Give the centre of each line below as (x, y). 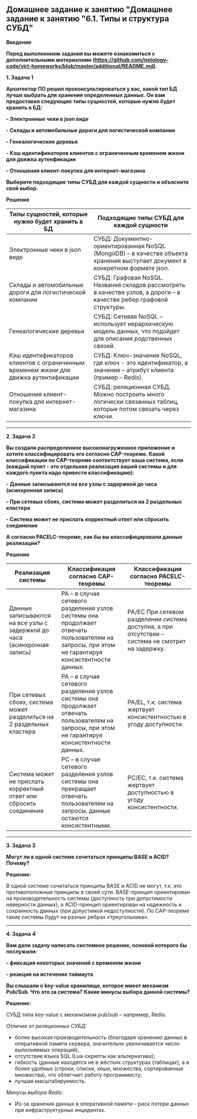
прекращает (79, 788)
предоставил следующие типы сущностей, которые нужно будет (91, 101)
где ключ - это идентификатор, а (141, 362)
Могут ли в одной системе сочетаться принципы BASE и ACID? (87, 857)
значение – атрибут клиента (134, 370)
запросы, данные (86, 811)
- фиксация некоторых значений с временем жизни (74, 963)
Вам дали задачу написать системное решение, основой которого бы (97, 945)
